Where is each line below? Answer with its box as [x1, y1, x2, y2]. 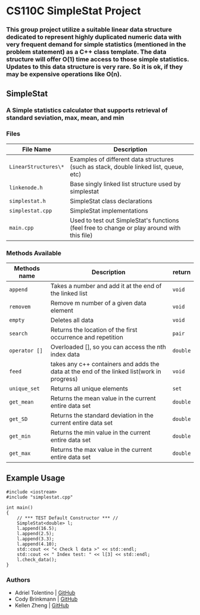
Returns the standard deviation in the [50, 411, 154, 420]
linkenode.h [9, 184, 43, 191]
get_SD [9, 416, 28, 423]
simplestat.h [9, 198, 46, 204]
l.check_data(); [17, 557, 58, 563]
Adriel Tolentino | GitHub [14, 589, 76, 597]
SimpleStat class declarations [70, 196, 153, 205]
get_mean [9, 399, 34, 405]
